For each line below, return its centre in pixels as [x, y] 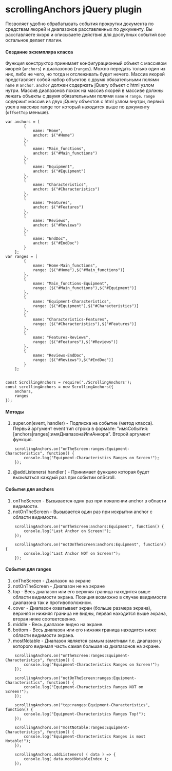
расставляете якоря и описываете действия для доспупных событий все [85, 34]
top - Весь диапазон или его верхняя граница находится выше [81, 591]
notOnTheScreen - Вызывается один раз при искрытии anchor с [82, 512]
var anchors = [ [23, 122]
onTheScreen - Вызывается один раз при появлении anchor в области [90, 501]
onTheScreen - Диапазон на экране [52, 580]
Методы [15, 411]
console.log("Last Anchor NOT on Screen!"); [72, 553]
